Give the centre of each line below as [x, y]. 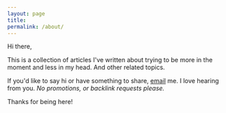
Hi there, [20, 47]
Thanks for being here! [40, 102]
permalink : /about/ [36, 27]
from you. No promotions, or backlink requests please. [86, 89]
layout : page [26, 14]
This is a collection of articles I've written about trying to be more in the [110, 60]
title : [17, 20]
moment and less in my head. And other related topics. [86, 68]
